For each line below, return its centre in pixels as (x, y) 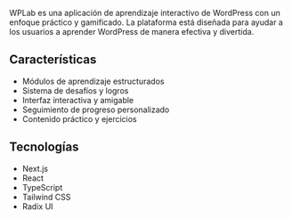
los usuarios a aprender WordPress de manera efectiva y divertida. (132, 32)
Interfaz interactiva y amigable (78, 100)
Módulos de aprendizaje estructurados (93, 81)
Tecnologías (44, 147)
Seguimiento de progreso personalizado (96, 109)
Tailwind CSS (46, 197)
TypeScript (42, 187)
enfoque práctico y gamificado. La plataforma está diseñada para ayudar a (146, 22)
